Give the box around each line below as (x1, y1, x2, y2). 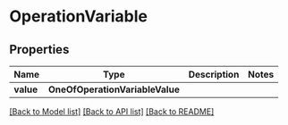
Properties (9, 42, 70, 57)
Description (188, 69, 240, 80)
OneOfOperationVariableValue (47, 83, 181, 96)
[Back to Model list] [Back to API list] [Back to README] (9, 106, 215, 117)
